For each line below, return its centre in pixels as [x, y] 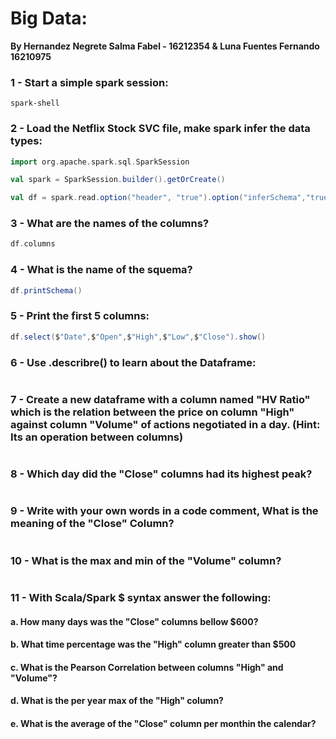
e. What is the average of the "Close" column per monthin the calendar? [163, 724]
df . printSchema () [46, 290]
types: [26, 141]
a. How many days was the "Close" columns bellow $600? [134, 621]
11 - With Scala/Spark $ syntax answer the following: [141, 598]
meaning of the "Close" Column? [92, 524]
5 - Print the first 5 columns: [80, 316]
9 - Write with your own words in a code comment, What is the [164, 511]
